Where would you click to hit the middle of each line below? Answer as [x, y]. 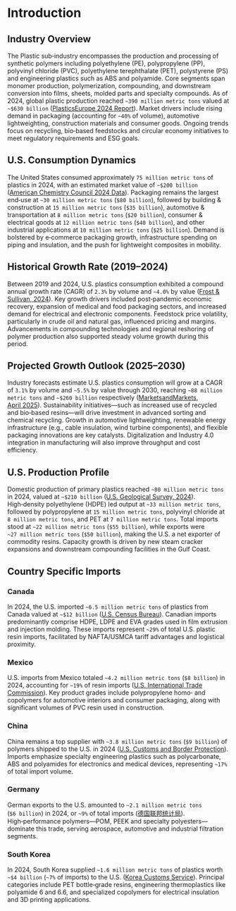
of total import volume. [40, 771]
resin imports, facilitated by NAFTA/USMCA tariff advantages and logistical [116, 636]
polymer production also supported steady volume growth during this [108, 336]
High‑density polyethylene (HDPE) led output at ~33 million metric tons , [114, 504]
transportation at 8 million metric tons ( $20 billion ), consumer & [105, 215]
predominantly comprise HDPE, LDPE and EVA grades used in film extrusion [117, 621]
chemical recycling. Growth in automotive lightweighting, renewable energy [117, 420]
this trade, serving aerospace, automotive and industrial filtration [130, 829]
